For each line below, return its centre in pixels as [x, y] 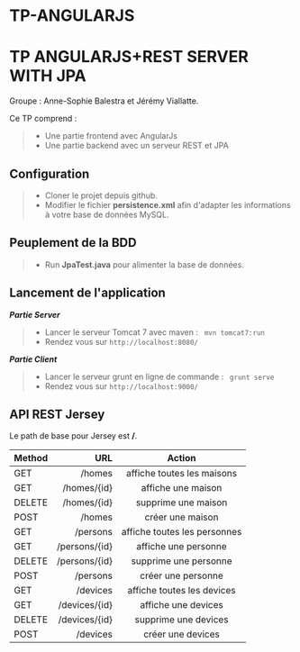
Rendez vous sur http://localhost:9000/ [122, 386]
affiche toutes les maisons [181, 474]
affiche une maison [182, 488]
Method [31, 458]
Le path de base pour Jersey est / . [73, 436]
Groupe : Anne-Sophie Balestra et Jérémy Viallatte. [104, 101]
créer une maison [182, 517]
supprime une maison [182, 503]
